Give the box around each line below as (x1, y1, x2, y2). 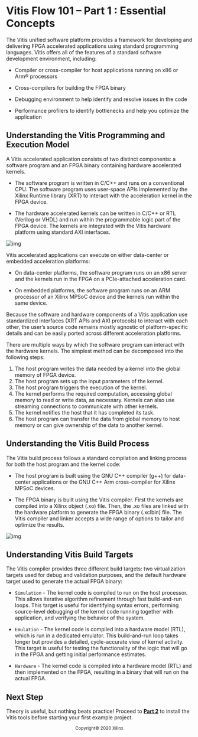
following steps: (6, 353, 45, 361)
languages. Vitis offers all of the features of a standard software (6, 48, 161, 56)
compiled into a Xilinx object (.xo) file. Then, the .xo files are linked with (14, 502, 189, 509)
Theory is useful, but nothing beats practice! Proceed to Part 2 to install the (6, 707, 190, 715)
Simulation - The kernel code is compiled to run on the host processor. (14, 589, 188, 596)
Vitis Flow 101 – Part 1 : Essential (6, 4, 166, 18)
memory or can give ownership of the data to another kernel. (14, 421, 164, 429)
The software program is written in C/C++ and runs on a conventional (14, 179, 184, 187)
